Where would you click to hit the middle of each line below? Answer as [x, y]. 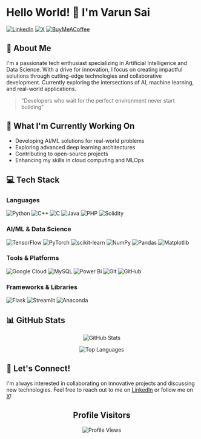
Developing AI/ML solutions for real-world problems [80, 141]
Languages [23, 200]
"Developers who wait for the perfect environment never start [98, 100]
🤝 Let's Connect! [38, 369]
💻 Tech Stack [33, 179]
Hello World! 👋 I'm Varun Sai [78, 12]
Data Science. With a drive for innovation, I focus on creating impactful [94, 69]
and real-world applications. [41, 89]
